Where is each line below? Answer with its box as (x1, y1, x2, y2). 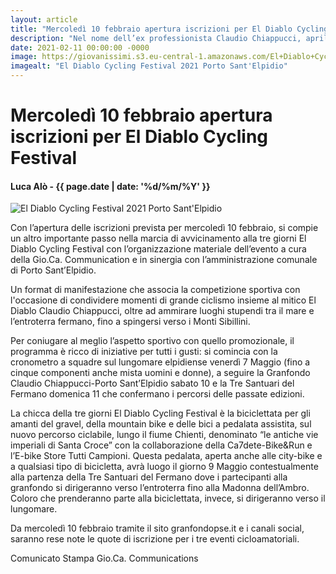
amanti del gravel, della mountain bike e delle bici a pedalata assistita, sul (10, 418, 312, 430)
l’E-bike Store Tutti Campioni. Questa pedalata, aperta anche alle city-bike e (10, 450, 323, 462)
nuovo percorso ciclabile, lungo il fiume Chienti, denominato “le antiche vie (10, 429, 319, 441)
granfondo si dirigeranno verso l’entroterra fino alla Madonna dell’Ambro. (10, 482, 310, 494)
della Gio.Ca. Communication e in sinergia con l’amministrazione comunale (10, 254, 318, 266)
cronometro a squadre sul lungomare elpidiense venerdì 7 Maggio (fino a (10, 356, 311, 368)
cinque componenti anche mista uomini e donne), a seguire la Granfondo (10, 367, 311, 379)
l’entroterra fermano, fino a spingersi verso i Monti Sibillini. (10, 316, 251, 328)
